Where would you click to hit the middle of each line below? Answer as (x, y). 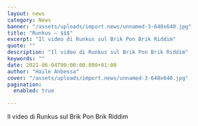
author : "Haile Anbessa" (43, 71)
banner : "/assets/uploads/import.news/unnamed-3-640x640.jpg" (99, 26)
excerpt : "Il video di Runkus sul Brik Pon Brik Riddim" (92, 39)
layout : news (26, 13)
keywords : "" (26, 59)
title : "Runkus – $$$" (40, 33)
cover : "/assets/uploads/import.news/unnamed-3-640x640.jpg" (98, 78)
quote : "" (22, 46)
